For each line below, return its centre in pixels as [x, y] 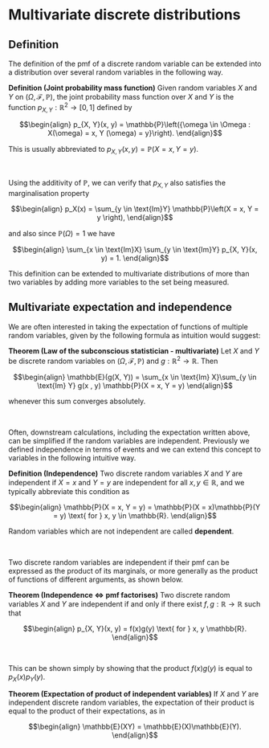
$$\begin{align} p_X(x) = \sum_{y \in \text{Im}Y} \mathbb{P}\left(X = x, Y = [135, 209]
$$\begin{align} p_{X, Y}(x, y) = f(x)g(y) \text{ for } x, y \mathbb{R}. [135, 628]
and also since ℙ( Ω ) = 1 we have [62, 234]
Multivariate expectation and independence [120, 307]
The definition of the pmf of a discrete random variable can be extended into [135, 63]
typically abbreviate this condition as [69, 491]
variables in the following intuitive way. [72, 458]
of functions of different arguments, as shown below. [96, 579]
